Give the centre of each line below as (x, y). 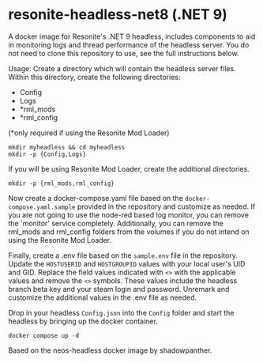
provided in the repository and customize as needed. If (166, 206)
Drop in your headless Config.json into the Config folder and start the (121, 312)
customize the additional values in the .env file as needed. (103, 297)
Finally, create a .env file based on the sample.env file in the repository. (123, 255)
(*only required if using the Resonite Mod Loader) (89, 133)
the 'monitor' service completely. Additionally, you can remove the (116, 223)
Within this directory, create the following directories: (94, 77)
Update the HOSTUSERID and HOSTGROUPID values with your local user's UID (127, 263)
